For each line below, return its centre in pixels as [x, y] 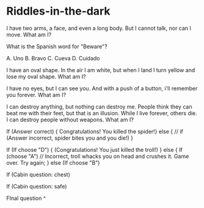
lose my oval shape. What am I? [46, 76]
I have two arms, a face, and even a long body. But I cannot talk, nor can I [99, 28]
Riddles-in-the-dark [58, 11]
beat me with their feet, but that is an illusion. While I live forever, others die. [102, 113]
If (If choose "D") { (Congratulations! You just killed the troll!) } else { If [95, 149]
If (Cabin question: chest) [38, 174]
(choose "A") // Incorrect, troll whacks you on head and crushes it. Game [98, 156]
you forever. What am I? [36, 95]
